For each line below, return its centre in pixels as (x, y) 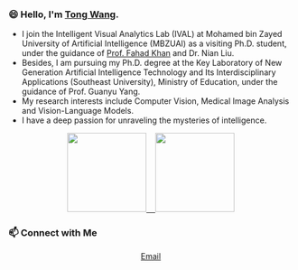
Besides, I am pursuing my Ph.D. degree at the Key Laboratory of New (152, 63)
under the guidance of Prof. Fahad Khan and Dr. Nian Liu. (128, 53)
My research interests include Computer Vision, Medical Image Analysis (155, 101)
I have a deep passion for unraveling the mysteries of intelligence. (144, 120)
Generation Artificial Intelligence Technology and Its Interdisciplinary (149, 72)
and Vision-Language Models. (78, 111)
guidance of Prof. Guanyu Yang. (81, 92)
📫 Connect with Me (53, 233)
